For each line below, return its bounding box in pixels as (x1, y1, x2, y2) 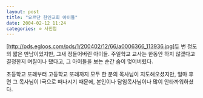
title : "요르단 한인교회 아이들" (6, 14, 78, 20)
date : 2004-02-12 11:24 (6, 20, 67, 26)
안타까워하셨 (164, 78, 194, 85)
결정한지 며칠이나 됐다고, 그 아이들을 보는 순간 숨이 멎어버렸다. (6, 58, 153, 65)
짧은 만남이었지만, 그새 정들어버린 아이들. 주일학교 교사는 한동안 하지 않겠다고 (12, 51, 196, 58)
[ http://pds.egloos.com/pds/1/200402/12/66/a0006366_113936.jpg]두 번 (6, 43, 186, 50)
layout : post (6, 8, 39, 15)
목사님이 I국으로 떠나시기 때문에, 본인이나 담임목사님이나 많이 (19, 78, 163, 85)
